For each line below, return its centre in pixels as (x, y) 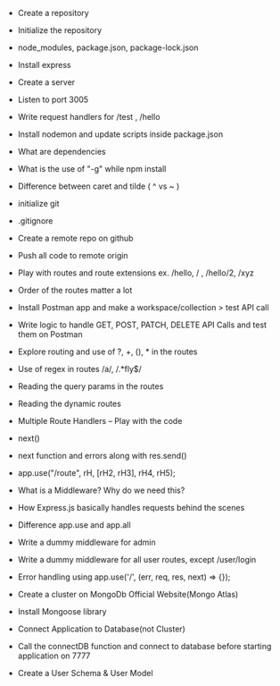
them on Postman (50, 334)
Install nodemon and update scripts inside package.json (120, 134)
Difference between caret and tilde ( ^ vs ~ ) (99, 186)
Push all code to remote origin (73, 255)
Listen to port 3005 (53, 99)
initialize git (38, 203)
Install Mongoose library (62, 611)
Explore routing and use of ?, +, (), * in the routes (107, 351)
